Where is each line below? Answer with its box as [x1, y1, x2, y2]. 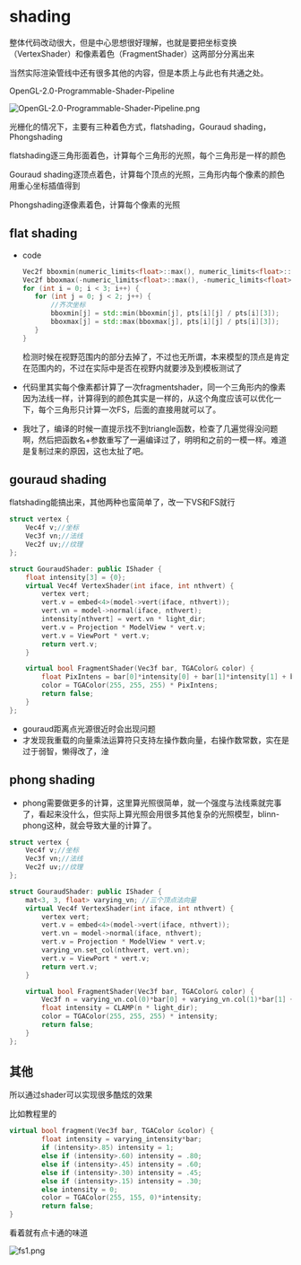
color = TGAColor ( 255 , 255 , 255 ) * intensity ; [41, 1012, 219, 1021]
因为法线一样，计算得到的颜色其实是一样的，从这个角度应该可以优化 [21, 392, 274, 403]
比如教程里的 [9, 1109, 56, 1120]
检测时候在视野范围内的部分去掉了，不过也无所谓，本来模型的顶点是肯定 [21, 351, 289, 362]
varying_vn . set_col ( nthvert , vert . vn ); [41, 945, 191, 954]
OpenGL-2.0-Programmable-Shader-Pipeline [9, 85, 175, 96]
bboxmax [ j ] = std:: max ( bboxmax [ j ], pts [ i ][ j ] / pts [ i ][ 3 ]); [50, 317, 280, 326]
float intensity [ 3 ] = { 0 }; [25, 573, 126, 582]
